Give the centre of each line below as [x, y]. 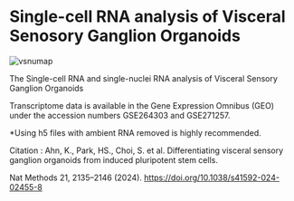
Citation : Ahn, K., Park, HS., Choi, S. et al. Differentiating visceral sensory [147, 150]
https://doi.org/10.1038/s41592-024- [212, 177]
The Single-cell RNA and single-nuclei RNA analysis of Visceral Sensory [144, 78]
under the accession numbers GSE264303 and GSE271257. [120, 115]
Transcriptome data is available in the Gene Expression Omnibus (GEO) [142, 105]
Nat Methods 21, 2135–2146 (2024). [76, 177]
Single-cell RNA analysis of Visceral [148, 17]
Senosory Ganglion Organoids [125, 36]
